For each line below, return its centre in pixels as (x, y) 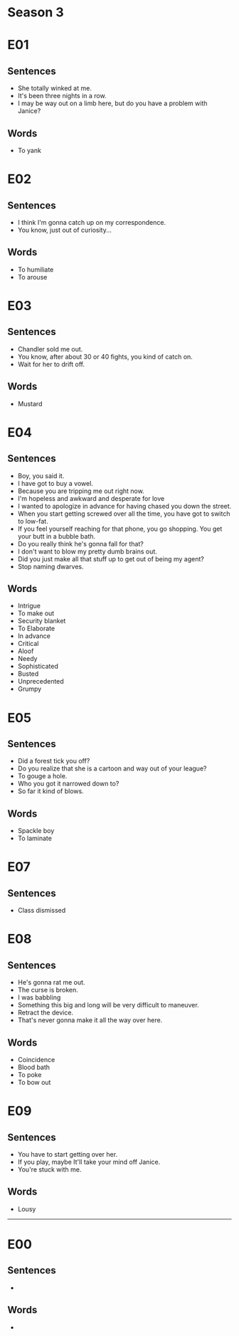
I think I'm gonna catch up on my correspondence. (91, 222)
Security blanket (42, 621)
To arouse (32, 277)
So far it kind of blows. (51, 791)
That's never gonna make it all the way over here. (90, 1020)
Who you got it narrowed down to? (68, 784)
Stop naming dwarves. (51, 566)
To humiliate (36, 269)
